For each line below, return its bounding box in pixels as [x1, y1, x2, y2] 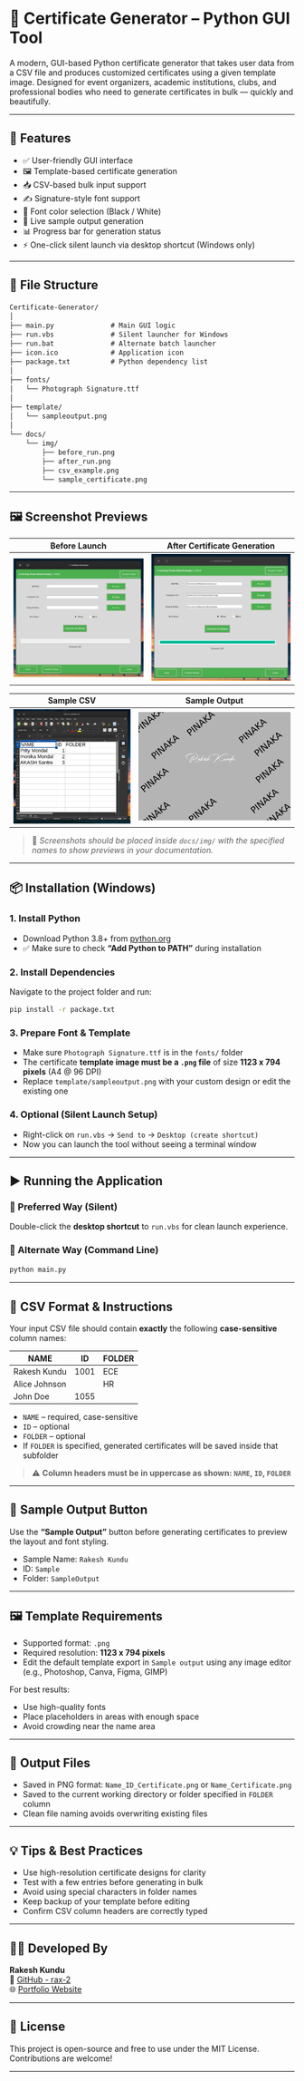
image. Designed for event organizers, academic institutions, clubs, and [9, 76, 277, 87]
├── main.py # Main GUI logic [9, 321, 176, 330]
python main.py [9, 1265, 67, 1275]
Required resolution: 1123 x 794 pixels [22, 1647, 166, 1658]
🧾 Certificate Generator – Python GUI [9, 8, 291, 29]
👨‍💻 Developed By [9, 1940, 109, 1956]
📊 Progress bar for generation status [22, 226, 161, 237]
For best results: [9, 1684, 71, 1695]
